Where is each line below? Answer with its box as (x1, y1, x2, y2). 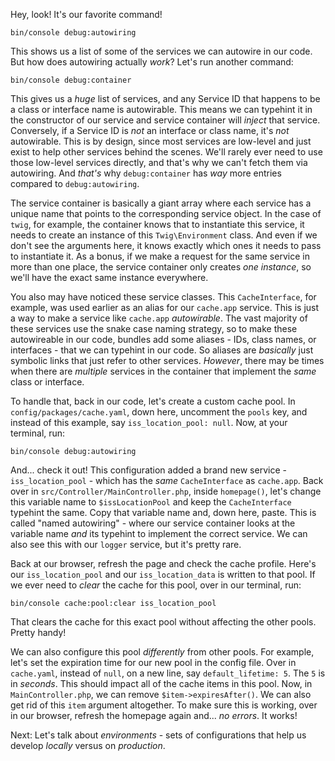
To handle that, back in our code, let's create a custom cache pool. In (10, 395, 296, 407)
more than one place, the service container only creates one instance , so (10, 261, 312, 273)
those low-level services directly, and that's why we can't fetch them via (10, 157, 308, 168)
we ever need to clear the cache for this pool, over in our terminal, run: (10, 579, 302, 591)
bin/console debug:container (10, 75, 132, 85)
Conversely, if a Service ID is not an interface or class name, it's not (10, 125, 290, 136)
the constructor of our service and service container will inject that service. (10, 114, 321, 126)
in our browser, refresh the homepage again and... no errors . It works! (10, 710, 298, 721)
